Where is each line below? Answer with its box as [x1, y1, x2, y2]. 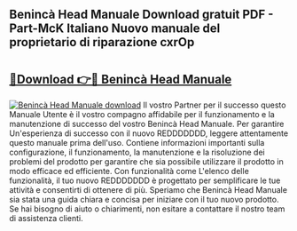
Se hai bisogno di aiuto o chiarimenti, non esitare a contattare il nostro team [9, 203, 285, 214]
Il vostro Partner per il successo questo [143, 100, 286, 110]
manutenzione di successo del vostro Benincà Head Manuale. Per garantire [9, 119, 285, 129]
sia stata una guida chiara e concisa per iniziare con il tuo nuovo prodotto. [9, 195, 279, 204]
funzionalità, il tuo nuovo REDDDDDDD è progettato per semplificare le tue [9, 175, 281, 186]
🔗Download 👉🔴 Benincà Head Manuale [9, 71, 232, 87]
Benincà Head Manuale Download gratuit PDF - [9, 7, 274, 22]
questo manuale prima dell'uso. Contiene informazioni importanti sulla [9, 138, 265, 147]
